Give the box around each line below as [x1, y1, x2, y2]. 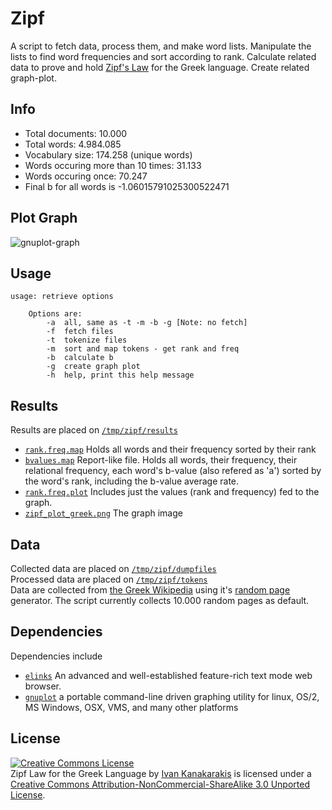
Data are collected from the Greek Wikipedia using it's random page [10, 584, 291, 596]
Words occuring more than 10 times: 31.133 [24, 159, 202, 171]
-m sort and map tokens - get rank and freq [46, 344, 240, 354]
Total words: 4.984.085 [24, 138, 122, 150]
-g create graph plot [46, 362, 141, 372]
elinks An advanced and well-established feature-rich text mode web [24, 669, 313, 681]
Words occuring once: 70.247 [24, 170, 148, 182]
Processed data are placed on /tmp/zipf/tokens [10, 573, 208, 585]
